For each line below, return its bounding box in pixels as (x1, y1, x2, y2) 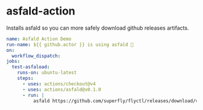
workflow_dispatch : (11, 53, 61, 59)
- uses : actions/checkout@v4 (22, 80, 96, 87)
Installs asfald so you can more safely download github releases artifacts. (6, 24, 189, 31)
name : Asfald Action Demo (6, 36, 71, 42)
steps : (17, 76, 34, 82)
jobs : (6, 59, 20, 65)
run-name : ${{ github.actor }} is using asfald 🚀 (6, 41, 134, 48)
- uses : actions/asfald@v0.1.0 (22, 86, 101, 92)
